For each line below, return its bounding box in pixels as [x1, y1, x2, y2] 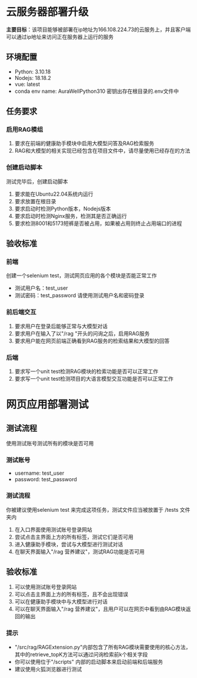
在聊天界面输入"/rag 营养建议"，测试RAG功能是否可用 [14, 548, 145, 555]
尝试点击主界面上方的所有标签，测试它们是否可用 [14, 533, 133, 541]
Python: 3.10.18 [14, 68, 51, 75]
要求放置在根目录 [14, 197, 56, 204]
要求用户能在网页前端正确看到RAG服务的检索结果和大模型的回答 [14, 337, 170, 344]
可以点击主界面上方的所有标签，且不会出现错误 [14, 591, 128, 598]
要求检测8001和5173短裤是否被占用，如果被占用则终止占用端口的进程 [14, 220, 182, 227]
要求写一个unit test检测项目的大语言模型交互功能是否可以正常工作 [14, 375, 173, 382]
